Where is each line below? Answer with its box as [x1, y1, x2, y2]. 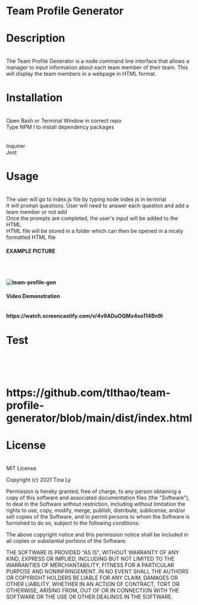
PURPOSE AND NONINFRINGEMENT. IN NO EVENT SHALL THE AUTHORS [6, 567, 189, 575]
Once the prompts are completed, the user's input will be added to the [6, 215, 178, 222]
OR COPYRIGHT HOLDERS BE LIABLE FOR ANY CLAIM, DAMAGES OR [6, 574, 178, 581]
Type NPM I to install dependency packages [6, 123, 115, 131]
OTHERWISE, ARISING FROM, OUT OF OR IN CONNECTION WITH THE [6, 587, 180, 594]
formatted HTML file [6, 234, 56, 241]
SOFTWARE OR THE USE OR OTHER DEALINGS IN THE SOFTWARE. [6, 593, 173, 600]
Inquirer [6, 142, 26, 150]
